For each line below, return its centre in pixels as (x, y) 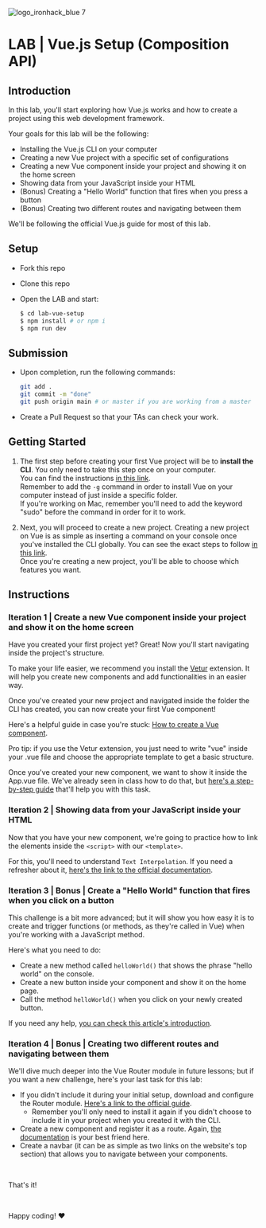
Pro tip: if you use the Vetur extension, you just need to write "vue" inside (128, 749)
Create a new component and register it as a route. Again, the (120, 1129)
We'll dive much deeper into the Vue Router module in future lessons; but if (131, 1071)
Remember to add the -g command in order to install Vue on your (126, 487)
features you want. (50, 569)
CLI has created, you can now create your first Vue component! (112, 710)
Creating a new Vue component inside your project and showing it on (133, 166)
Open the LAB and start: (59, 299)
